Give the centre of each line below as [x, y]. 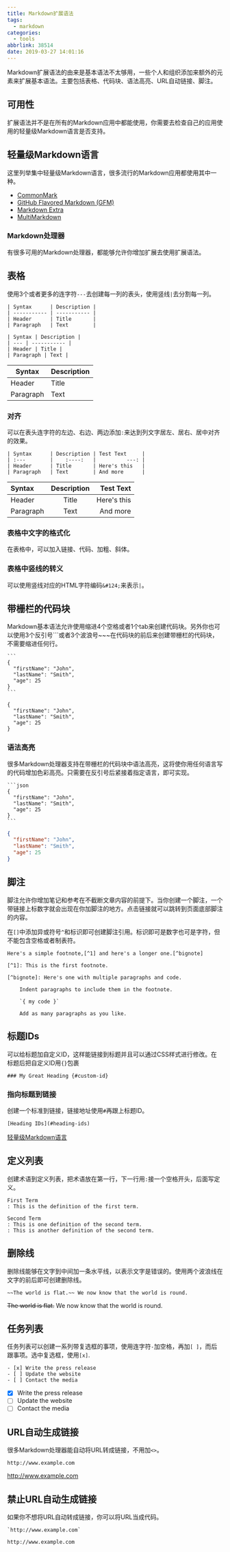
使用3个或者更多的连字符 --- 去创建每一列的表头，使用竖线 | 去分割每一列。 [111, 293]
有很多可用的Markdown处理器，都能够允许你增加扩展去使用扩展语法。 [106, 252]
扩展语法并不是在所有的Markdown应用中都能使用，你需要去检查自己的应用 [112, 122]
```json [18, 785]
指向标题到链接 [32, 1094]
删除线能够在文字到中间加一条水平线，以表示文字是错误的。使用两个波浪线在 [115, 1271]
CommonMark [37, 195]
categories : [24, 33]
